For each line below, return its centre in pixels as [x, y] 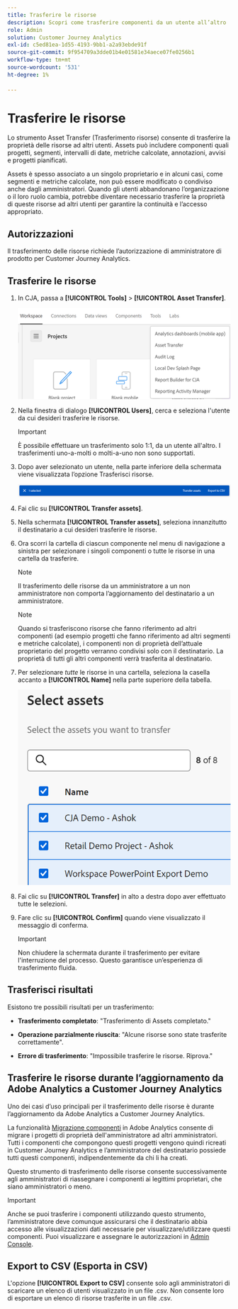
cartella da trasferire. [48, 558]
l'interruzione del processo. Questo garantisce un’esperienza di [110, 960]
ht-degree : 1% [28, 74]
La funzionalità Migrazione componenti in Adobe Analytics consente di [110, 1128]
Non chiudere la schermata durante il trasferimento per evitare [109, 953]
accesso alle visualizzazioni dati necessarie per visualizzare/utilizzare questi [119, 1229]
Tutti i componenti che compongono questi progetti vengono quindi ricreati [117, 1142]
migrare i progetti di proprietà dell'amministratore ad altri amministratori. [113, 1135]
